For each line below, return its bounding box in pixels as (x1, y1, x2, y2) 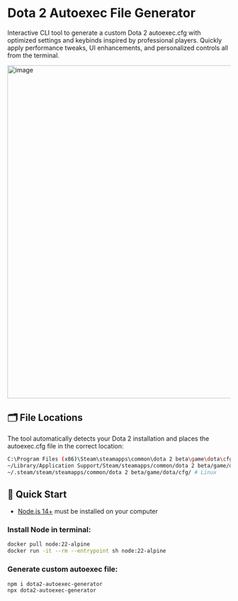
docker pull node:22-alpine (7, 541, 91, 548)
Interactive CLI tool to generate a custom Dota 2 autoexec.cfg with (7, 28, 201, 37)
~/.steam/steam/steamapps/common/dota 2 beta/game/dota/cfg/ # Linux (7, 468, 217, 476)
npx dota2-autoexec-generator (7, 587, 97, 594)
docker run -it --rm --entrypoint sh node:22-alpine (7, 548, 166, 555)
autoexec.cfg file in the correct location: (7, 441, 124, 450)
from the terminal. (7, 51, 60, 60)
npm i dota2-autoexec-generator (7, 580, 103, 588)
